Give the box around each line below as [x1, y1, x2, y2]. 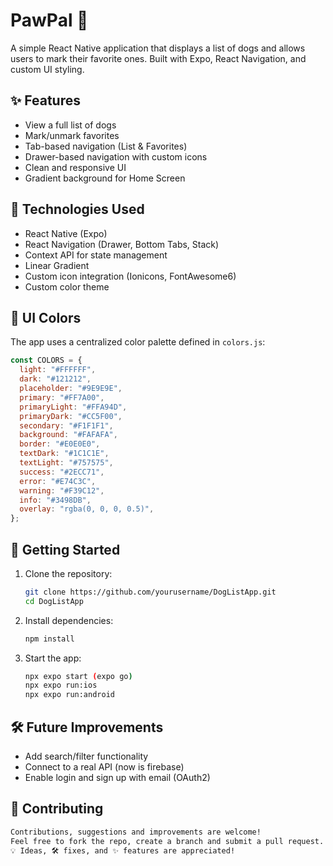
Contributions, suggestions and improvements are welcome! [10, 827, 262, 837]
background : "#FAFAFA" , [19, 430, 118, 440]
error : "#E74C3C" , [19, 476, 97, 486]
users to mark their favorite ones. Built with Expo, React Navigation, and [10, 52, 307, 64]
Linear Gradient [24, 259, 90, 271]
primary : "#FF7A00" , [19, 392, 105, 403]
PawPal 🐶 [10, 9, 89, 32]
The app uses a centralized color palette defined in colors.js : [10, 336, 266, 348]
